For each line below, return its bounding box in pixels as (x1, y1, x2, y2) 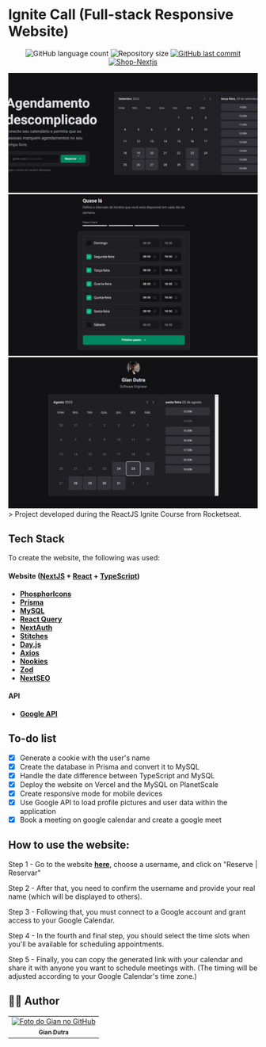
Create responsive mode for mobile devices (19, 789, 163, 798)
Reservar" (8, 868, 41, 877)
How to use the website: (8, 839, 130, 852)
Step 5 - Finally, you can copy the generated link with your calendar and (8, 954, 243, 964)
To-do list (8, 732, 57, 746)
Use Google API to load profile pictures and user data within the (19, 797, 228, 807)
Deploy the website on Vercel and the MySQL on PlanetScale (19, 779, 219, 789)
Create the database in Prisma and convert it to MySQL (19, 762, 200, 771)
